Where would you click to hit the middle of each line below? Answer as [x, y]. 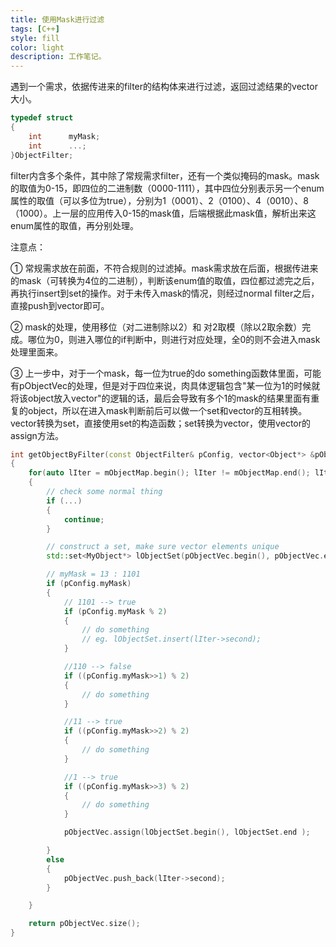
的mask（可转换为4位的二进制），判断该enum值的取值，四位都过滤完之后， [165, 280]
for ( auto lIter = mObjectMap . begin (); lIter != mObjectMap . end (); [169, 473]
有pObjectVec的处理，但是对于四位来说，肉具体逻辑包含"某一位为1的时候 [161, 385]
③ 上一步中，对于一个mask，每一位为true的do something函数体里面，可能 [166, 373]
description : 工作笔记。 [58, 57]
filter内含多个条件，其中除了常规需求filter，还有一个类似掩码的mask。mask [165, 175]
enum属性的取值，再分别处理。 [74, 225]
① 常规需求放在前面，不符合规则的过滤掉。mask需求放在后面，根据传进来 [164, 268]
